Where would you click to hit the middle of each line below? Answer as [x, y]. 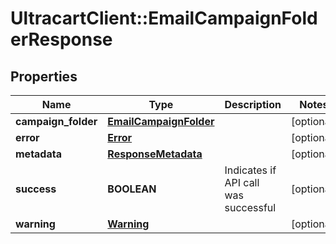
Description [253, 104]
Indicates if [250, 170]
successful [250, 207]
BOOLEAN [132, 189]
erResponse [61, 39]
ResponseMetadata [155, 154]
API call [242, 182]
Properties [44, 76]
